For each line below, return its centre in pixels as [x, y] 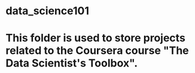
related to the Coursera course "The [97, 51]
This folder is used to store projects [96, 38]
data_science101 [47, 11]
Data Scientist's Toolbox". [72, 63]
